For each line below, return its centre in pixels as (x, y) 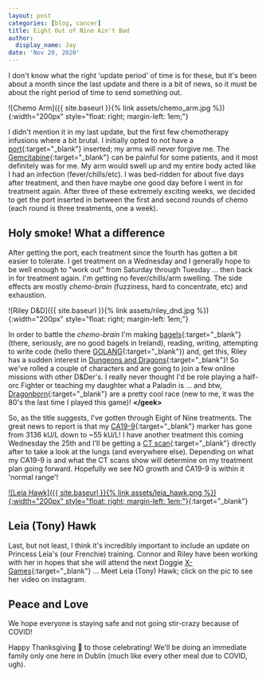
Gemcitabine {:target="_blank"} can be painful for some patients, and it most (133, 157)
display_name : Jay (46, 46)
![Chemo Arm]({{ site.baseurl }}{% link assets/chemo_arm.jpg (110, 108)
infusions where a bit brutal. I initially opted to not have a (101, 140)
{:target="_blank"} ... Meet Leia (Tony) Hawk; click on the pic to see (142, 571)
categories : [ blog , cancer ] (55, 23)
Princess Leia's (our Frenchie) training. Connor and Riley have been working (133, 554)
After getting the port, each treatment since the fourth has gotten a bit (123, 252)
